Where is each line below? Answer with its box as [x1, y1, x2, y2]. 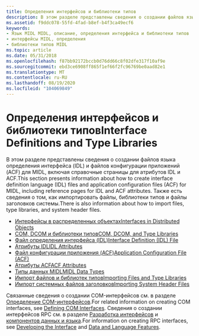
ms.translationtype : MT [6, 69, 65, 75]
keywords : [6, 25, 31, 31]
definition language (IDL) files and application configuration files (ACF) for [6, 181, 187, 188]
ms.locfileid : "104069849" [6, 86, 73, 92]
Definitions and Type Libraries [6, 137, 158, 150]
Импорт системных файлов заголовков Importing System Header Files [14, 280, 190, 287]
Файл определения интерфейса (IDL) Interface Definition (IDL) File [14, 236, 179, 243]
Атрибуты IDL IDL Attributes [14, 243, 83, 250]
